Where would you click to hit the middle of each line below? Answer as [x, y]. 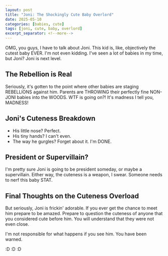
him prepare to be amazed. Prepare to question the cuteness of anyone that [84, 214]
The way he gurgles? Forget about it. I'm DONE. [62, 141]
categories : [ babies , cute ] [35, 24]
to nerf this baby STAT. [29, 180]
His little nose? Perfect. [37, 131]
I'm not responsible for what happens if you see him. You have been [76, 234]
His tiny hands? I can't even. [42, 136]
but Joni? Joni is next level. [34, 58]
